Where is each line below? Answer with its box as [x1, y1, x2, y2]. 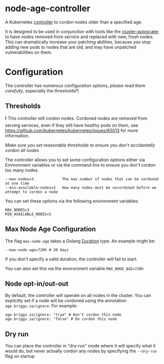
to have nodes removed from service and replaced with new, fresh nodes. [5, 34, 154, 40]
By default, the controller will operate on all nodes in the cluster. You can [5, 293, 151, 299]
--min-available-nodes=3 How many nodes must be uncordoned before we [5, 185, 157, 190]
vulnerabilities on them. [5, 49, 52, 55]
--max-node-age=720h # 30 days [5, 247, 69, 252]
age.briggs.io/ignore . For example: [5, 303, 78, 309]
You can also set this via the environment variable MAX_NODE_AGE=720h [5, 265, 144, 271]
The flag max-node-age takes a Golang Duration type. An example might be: [5, 238, 156, 244]
